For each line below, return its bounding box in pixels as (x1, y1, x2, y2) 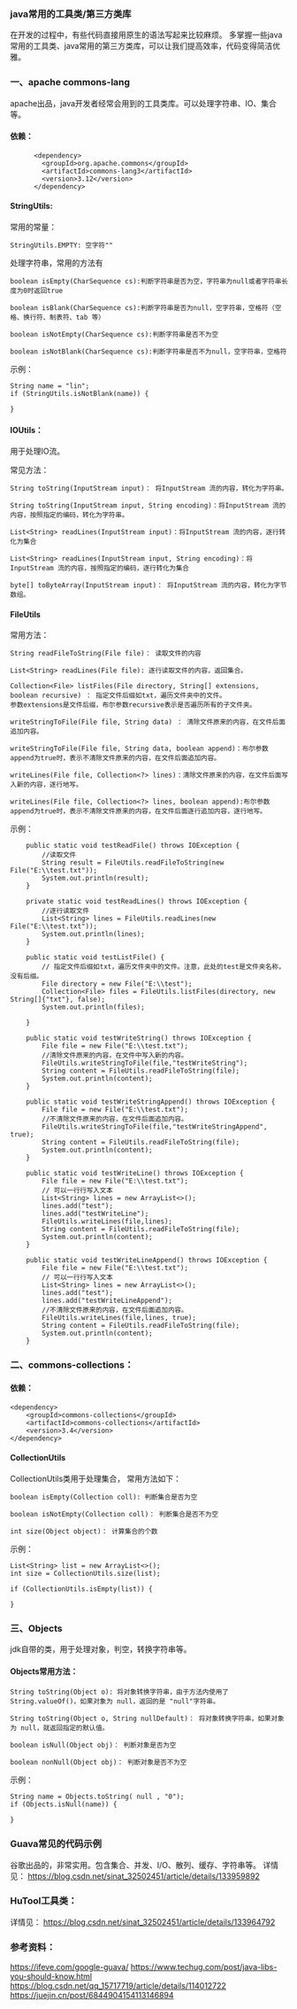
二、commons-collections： (10, 1359, 134, 1371)
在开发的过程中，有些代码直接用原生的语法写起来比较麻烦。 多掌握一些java (10, 29, 283, 41)
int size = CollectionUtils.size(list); (10, 1569, 162, 1578)
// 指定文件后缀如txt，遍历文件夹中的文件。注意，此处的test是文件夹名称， (42, 963, 286, 972)
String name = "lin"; (10, 382, 90, 391)
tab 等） (75, 313, 105, 322)
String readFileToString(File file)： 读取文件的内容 (10, 649, 202, 658)
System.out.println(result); (42, 874, 149, 883)
